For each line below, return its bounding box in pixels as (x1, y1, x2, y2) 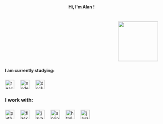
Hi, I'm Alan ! (68, 4, 95, 10)
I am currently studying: (5, 68, 55, 74)
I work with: (5, 97, 33, 104)
